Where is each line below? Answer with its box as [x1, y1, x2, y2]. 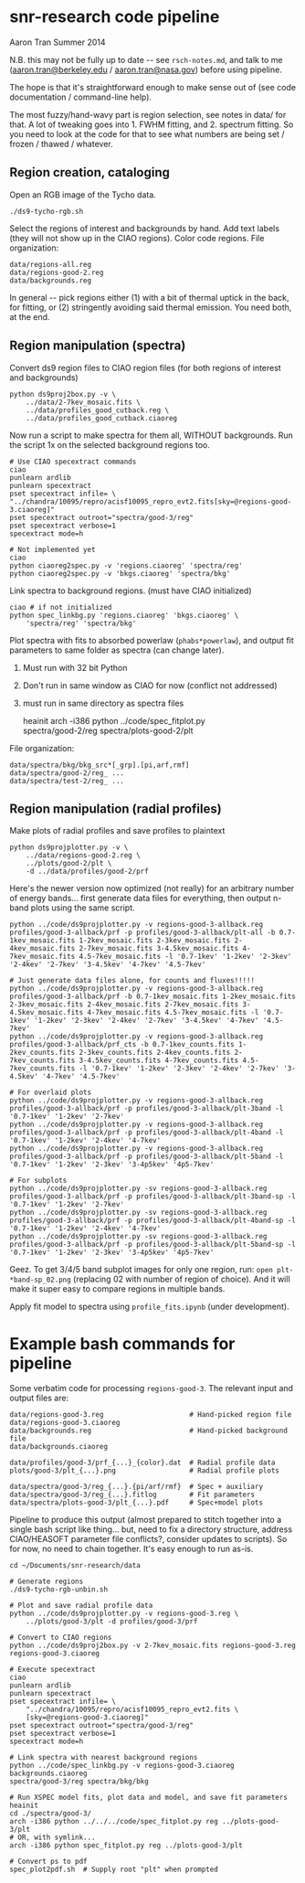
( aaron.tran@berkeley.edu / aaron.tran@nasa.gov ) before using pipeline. [9, 64, 283, 75]
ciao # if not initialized [9, 602, 112, 612]
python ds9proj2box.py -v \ [9, 389, 117, 399]
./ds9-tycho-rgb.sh [9, 207, 84, 216]
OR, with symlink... [17, 1833, 96, 1843]
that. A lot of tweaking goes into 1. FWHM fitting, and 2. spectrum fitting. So [9, 119, 294, 130]
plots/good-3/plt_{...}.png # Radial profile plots [9, 1466, 280, 1475]
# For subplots [9, 1176, 68, 1186]
